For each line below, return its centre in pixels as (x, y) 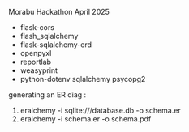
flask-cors (37, 27)
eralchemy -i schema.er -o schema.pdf (86, 119)
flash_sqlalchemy (49, 36)
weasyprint (39, 70)
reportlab (35, 62)
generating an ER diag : (47, 95)
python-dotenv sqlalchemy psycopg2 (83, 79)
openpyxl (36, 53)
